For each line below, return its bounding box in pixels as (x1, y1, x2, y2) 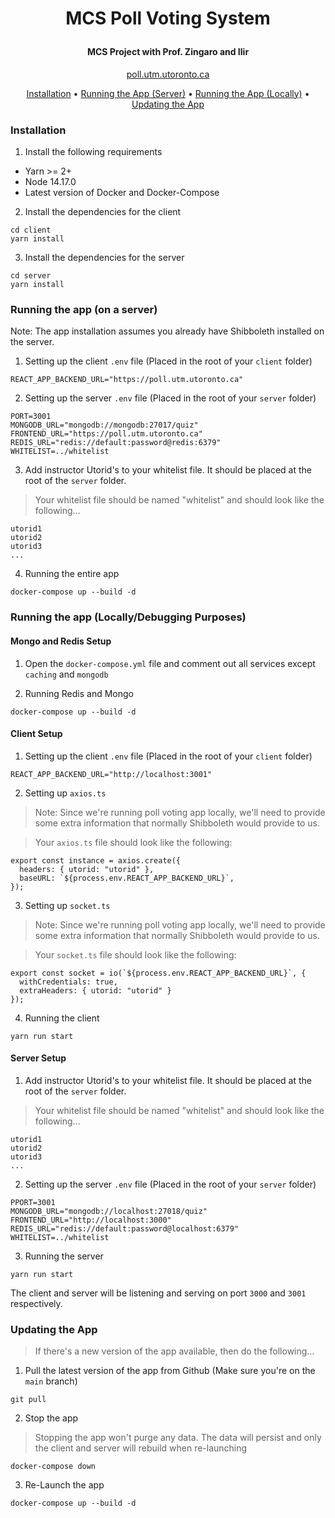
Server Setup (10, 1052, 67, 1064)
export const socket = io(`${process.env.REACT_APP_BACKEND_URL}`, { (10, 968, 307, 978)
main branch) (24, 1375, 78, 1387)
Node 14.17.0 (24, 176, 77, 188)
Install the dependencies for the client (24, 206, 182, 218)
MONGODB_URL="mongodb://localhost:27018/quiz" (10, 1206, 208, 1216)
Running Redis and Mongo (24, 687, 135, 699)
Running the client (24, 1012, 100, 1024)
